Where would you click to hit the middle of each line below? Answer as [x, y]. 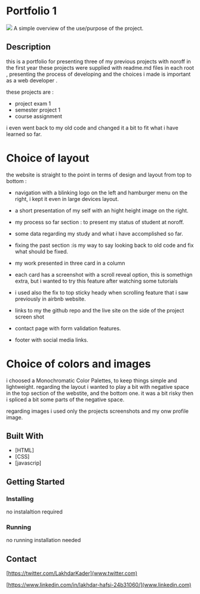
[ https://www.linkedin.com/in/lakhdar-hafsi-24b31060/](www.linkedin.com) [99, 585]
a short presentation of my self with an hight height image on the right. [101, 211]
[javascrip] [28, 463]
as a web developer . [32, 80]
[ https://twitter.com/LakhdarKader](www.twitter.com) [72, 573]
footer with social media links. [51, 340]
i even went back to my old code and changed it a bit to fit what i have [93, 128]
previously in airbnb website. [50, 299]
